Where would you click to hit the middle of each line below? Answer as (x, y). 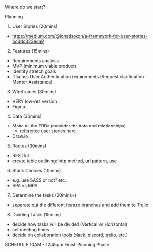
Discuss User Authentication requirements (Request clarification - (80, 76)
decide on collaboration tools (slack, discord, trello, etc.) (70, 235)
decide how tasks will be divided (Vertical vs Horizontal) (70, 224)
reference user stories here (48, 131)
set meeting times (31, 229)
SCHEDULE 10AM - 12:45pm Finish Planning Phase (57, 244)
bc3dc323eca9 (28, 41)
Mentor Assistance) (33, 82)
